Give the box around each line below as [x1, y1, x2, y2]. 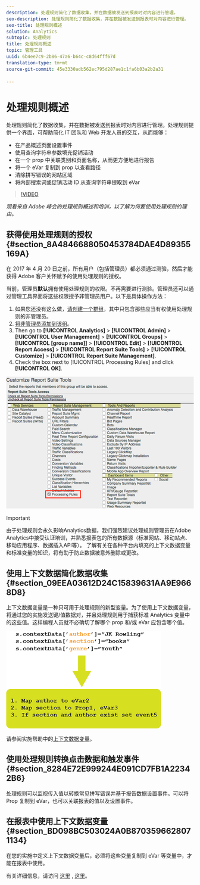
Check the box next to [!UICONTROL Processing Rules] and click [14, 359, 174, 366]
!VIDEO [20, 191, 39, 198]
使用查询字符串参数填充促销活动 [14, 149, 93, 156]
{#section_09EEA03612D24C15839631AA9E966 [6, 578, 192, 588]
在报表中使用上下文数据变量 [6, 817, 108, 827]
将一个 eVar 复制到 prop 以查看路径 [14, 164, 101, 171]
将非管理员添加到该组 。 [14, 320, 73, 328]
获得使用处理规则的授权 [6, 229, 92, 239]
